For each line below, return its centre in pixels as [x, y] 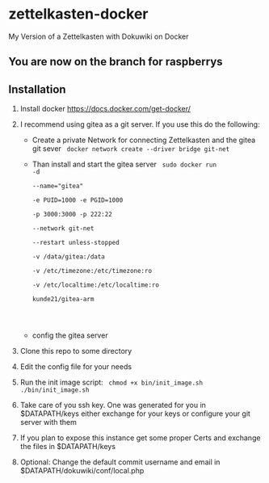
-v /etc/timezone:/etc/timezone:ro [92, 271]
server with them [48, 422]
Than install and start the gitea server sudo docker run [124, 164]
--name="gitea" [57, 187]
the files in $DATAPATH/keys [67, 447]
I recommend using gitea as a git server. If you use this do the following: [140, 124]
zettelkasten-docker [78, 14]
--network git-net [63, 229]
